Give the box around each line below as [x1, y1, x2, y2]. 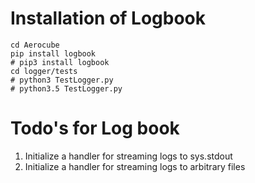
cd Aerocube [10, 40, 60, 50]
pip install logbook [10, 48, 97, 59]
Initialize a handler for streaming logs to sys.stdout [24, 150, 233, 162]
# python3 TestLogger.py [10, 75, 114, 85]
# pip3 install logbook [10, 57, 110, 67]
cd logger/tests [10, 66, 78, 76]
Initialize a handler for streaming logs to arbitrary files [24, 160, 246, 172]
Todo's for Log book [10, 117, 180, 140]
